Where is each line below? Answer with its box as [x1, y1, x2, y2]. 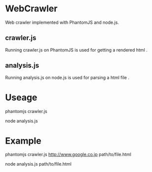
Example [5, 135, 41, 146]
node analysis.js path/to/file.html [5, 161, 72, 167]
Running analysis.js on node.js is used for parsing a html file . [5, 74, 130, 80]
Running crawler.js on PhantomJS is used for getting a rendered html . [5, 47, 148, 53]
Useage [5, 92, 38, 103]
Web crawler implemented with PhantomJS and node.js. [5, 19, 119, 25]
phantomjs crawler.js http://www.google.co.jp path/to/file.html [5, 152, 132, 158]
